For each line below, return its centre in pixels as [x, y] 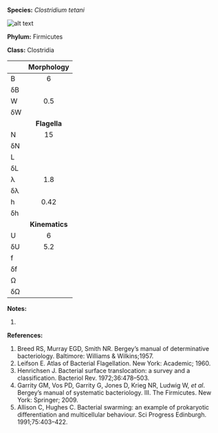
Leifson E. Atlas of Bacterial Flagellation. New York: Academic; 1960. [114, 363]
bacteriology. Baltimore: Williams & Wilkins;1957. [85, 356]
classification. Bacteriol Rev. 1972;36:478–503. [83, 378]
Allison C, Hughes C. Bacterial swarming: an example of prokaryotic [113, 407]
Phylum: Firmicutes [35, 37]
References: [25, 335]
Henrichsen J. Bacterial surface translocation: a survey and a [103, 371]
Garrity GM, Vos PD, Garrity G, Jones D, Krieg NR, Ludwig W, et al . [111, 385]
